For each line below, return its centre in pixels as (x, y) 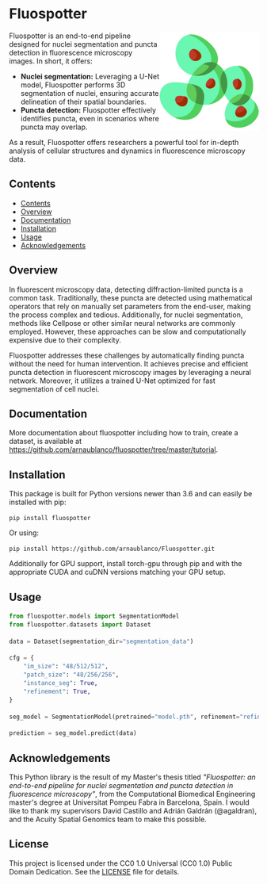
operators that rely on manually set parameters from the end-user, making (130, 306)
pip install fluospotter (50, 519)
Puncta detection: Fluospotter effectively (88, 110)
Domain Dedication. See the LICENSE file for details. (94, 871)
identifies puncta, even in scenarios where (90, 118)
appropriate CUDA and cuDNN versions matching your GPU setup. (118, 572)
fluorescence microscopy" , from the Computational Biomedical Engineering (132, 794)
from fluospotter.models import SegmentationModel (94, 616)
